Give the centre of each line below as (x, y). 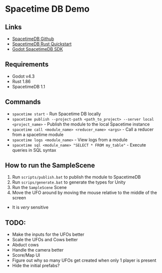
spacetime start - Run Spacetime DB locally (56, 114)
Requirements (27, 64)
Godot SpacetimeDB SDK (37, 49)
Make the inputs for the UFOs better (48, 234)
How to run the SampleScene (50, 165)
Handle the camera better (38, 250)
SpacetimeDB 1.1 (28, 86)
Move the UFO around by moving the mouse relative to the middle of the (84, 193)
